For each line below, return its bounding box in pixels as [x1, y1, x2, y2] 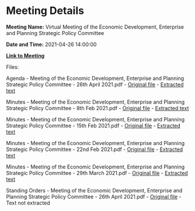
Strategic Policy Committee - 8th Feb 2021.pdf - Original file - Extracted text [6, 104, 189, 111]
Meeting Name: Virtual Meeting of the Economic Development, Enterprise [6, 23, 184, 30]
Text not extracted [6, 199, 51, 206]
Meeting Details [6, 4, 85, 17]
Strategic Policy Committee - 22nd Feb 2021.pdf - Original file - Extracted [6, 146, 183, 153]
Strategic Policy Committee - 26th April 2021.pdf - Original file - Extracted [6, 80, 184, 88]
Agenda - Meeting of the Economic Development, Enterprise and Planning [6, 75, 184, 82]
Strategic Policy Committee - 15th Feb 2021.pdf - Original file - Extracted [6, 122, 181, 129]
